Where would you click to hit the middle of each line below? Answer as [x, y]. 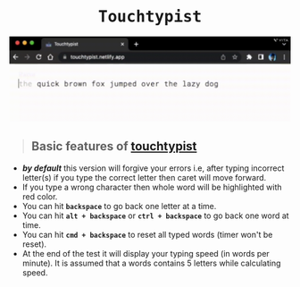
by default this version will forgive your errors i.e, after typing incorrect [153, 168]
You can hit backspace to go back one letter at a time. [119, 206]
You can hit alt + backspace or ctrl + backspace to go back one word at [155, 215]
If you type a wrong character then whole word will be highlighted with [152, 187]
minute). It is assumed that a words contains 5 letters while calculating [151, 263]
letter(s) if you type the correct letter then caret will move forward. [144, 177]
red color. [40, 196]
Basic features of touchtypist [114, 146]
